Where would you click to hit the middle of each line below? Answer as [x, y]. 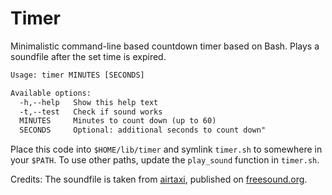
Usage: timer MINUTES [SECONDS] [77, 75]
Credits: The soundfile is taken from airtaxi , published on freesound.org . [159, 179]
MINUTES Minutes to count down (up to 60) [118, 121]
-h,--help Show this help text [89, 102]
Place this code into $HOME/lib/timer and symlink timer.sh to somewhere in [166, 149]
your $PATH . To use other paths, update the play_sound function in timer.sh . [165, 160]
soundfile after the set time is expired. [88, 56]
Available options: [51, 93]
